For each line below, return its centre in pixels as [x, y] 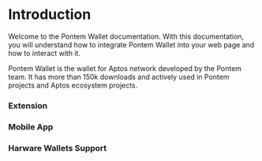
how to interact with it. [45, 53]
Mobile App [31, 126]
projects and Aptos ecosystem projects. [73, 85]
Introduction [50, 15]
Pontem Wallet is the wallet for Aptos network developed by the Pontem [125, 68]
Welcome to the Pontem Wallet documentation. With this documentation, [126, 36]
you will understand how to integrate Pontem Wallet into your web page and [131, 44]
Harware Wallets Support [58, 148]
